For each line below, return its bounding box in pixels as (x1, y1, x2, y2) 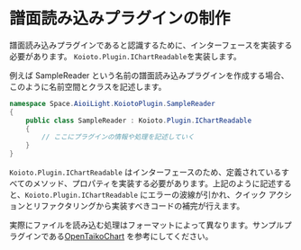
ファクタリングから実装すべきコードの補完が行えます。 (40, 201, 245, 211)
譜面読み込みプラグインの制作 (9, 8, 232, 29)
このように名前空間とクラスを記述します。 (9, 81, 167, 92)
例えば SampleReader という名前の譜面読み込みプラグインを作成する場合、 (9, 69, 290, 81)
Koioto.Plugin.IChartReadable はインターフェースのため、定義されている (9, 167, 282, 178)
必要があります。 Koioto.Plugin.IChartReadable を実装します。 (9, 50, 242, 61)
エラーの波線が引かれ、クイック (147, 190, 267, 201)
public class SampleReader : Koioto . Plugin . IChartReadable (25, 116, 252, 125)
